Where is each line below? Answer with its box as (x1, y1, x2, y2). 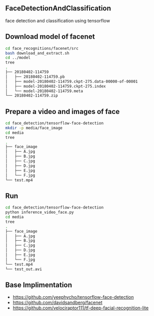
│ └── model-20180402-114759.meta (5, 89, 83, 94)
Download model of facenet (5, 33, 95, 41)
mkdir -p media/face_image (5, 125, 63, 130)
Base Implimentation (5, 280, 72, 289)
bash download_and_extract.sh (5, 50, 70, 55)
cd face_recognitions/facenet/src (5, 46, 79, 51)
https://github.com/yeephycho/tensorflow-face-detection (12, 294, 134, 300)
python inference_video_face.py (5, 210, 74, 215)
